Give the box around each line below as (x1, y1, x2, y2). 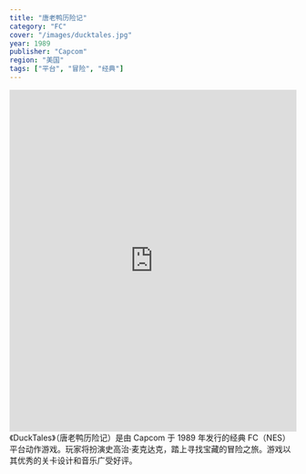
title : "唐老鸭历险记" (9, 13, 87, 23)
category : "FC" (9, 22, 67, 31)
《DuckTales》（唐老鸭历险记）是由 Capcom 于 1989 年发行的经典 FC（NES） (9, 432, 291, 443)
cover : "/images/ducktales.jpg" (9, 30, 132, 39)
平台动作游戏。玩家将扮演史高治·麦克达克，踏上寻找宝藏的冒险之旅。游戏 (9, 443, 284, 454)
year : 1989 (9, 38, 51, 48)
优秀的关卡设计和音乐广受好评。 (16, 455, 138, 466)
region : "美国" (9, 56, 65, 65)
